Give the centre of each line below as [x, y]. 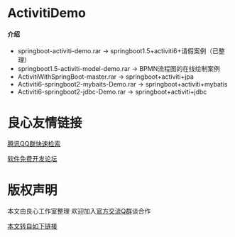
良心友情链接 [45, 123]
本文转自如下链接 [32, 226]
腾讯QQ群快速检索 [34, 144]
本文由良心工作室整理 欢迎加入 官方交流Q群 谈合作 [79, 211]
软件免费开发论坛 [32, 159]
